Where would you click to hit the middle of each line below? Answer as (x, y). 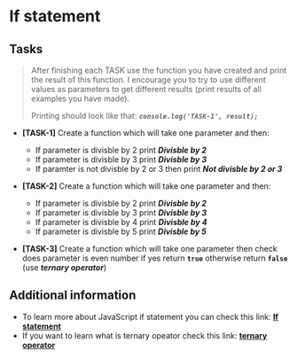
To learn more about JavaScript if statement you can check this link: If (150, 316)
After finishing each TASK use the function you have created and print (159, 70)
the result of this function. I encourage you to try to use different (148, 80)
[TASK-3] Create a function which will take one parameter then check (149, 249)
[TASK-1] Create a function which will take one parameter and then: (146, 133)
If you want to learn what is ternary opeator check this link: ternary (145, 335)
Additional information (73, 296)
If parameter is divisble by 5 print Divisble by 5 (121, 231)
